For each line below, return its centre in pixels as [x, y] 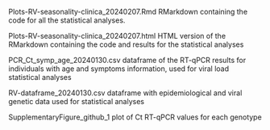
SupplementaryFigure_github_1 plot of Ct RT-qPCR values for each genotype [135, 117]
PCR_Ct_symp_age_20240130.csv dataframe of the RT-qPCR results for [127, 60]
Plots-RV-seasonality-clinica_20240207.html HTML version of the [117, 36]
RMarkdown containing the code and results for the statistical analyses [126, 44]
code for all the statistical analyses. [67, 20]
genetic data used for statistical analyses [77, 101]
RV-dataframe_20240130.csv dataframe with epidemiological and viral [125, 93]
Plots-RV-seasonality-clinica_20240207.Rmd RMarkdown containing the [128, 12]
